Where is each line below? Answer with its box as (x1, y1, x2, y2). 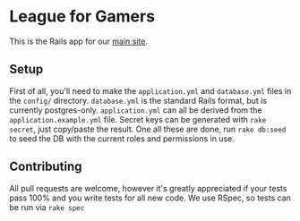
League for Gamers (9, 6, 155, 27)
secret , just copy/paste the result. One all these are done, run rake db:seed (9, 123, 287, 134)
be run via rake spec (9, 201, 85, 212)
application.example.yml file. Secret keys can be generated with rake (9, 114, 267, 124)
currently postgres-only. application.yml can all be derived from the (9, 105, 262, 115)
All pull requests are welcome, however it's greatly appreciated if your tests (9, 183, 287, 193)
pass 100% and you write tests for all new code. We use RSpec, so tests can (9, 192, 291, 203)
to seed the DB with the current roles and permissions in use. (9, 132, 235, 144)
